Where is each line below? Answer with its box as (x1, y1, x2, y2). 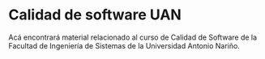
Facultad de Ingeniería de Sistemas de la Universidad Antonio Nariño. (8, 40, 241, 50)
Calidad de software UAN (8, 6, 182, 24)
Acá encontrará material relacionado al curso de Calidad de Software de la (8, 32, 258, 42)
